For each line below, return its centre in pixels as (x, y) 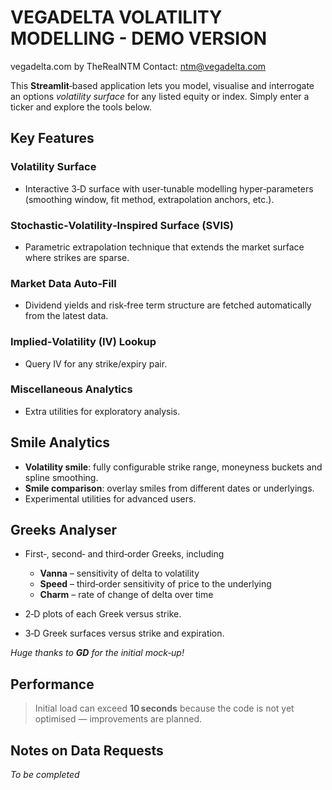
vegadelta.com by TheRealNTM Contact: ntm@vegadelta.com (138, 66)
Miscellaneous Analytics (71, 389)
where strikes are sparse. (77, 257)
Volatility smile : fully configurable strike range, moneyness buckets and (173, 467)
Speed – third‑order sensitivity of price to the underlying (155, 584)
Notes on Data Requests (87, 750)
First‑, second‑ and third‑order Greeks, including (124, 554)
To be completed (45, 775)
